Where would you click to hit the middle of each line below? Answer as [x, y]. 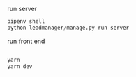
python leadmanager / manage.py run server [68, 28]
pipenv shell [26, 22]
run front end [26, 41]
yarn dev [20, 66]
